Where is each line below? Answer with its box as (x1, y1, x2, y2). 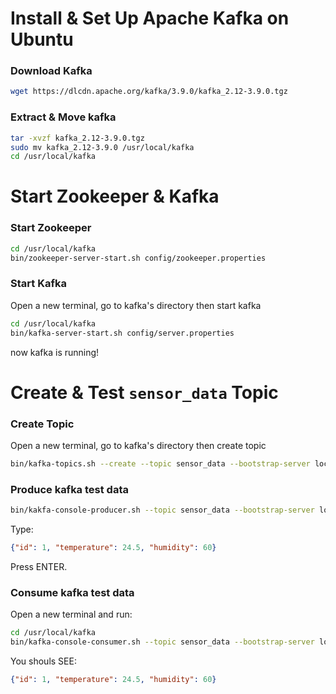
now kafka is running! (10, 346, 100, 358)
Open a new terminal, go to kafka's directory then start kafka (10, 299, 262, 311)
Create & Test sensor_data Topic (10, 381, 279, 404)
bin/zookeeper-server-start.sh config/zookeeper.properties (10, 253, 267, 263)
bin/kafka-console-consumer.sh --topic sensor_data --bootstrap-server (10, 637, 315, 647)
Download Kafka (10, 64, 93, 78)
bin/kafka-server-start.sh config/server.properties (10, 328, 235, 338)
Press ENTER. (10, 560, 68, 572)
